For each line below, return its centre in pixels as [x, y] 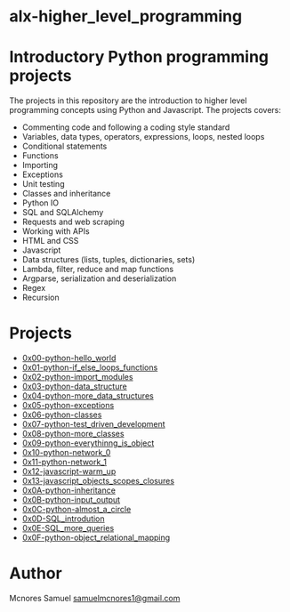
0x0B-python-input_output [71, 500]
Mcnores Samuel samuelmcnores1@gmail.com [95, 598]
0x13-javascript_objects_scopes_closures [98, 481]
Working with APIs [56, 231]
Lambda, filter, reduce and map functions [98, 270]
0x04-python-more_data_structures [88, 396]
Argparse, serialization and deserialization [99, 278]
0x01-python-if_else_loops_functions [90, 367]
